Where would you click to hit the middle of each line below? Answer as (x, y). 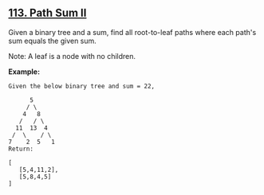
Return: (21, 149)
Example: (24, 72)
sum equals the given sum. (53, 41)
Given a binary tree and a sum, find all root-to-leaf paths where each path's (132, 32)
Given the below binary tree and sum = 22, (82, 86)
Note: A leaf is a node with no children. (72, 56)
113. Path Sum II (47, 13)
